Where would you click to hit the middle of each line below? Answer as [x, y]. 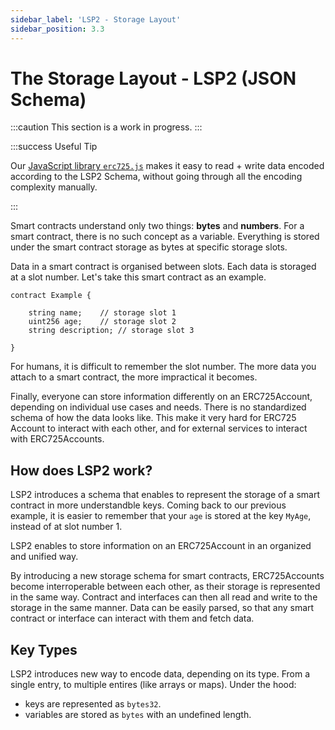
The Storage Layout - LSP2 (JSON [153, 78]
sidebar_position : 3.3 [57, 29]
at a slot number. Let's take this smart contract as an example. [138, 277]
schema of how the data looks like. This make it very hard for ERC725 [153, 418]
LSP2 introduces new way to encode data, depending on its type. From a [160, 674]
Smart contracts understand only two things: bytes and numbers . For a [157, 226]
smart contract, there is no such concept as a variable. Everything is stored [165, 237]
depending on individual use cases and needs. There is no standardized [158, 407]
